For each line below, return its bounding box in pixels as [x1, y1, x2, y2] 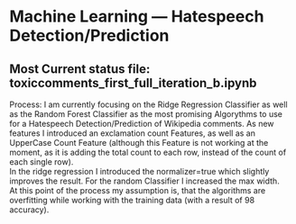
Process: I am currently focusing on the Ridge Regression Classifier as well [9, 99, 288, 110]
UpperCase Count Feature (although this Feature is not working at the [9, 138, 269, 148]
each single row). [9, 157, 74, 167]
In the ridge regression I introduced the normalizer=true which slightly [9, 166, 270, 176]
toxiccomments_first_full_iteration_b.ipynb [9, 75, 257, 91]
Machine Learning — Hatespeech [9, 6, 264, 27]
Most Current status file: [9, 61, 151, 76]
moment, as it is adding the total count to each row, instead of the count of [9, 147, 287, 157]
